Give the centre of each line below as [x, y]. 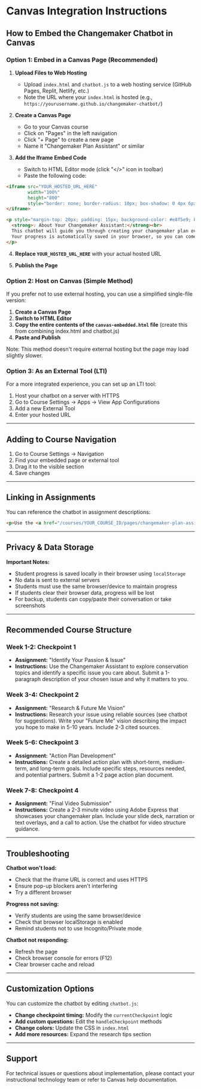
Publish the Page [36, 265]
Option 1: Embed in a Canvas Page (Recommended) [82, 59]
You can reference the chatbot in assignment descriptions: [78, 512]
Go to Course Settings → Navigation [59, 454]
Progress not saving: [33, 904]
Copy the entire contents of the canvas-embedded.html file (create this [101, 324]
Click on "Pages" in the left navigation [71, 133]
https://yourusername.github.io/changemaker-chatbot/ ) [93, 103]
